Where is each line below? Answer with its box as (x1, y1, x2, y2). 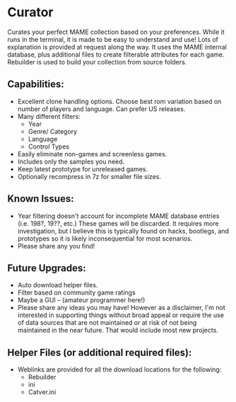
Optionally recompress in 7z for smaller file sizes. (17, 172, 161, 180)
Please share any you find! (17, 241, 95, 250)
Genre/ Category (28, 127, 78, 135)
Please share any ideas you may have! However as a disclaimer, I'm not (17, 304, 225, 312)
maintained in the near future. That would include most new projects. (17, 326, 219, 335)
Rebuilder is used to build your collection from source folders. (7, 57, 187, 66)
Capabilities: (7, 79, 65, 91)
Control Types (28, 142, 69, 151)
